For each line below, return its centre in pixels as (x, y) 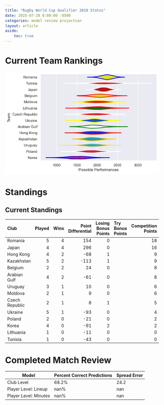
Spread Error (130, 375)
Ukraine (15, 312)
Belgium (15, 268)
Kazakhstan (19, 261)
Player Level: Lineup (27, 389)
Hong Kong (19, 254)
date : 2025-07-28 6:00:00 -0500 (38, 15)
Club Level (18, 382)
